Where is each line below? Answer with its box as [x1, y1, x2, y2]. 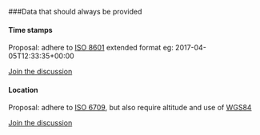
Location [8, 85, 38, 94]
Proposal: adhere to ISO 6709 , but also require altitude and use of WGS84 [8, 103, 252, 113]
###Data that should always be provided [8, 7, 142, 16]
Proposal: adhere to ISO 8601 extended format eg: [8, 43, 174, 53]
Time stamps [8, 25, 54, 34]
